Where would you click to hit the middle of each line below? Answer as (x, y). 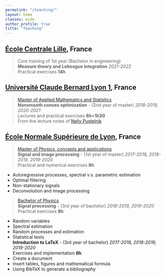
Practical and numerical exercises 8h (56, 165)
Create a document (32, 258)
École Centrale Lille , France (49, 49)
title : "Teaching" (24, 29)
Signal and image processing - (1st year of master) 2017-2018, (82, 154)
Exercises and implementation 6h (47, 253)
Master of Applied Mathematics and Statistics (64, 100)
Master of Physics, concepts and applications (64, 149)
